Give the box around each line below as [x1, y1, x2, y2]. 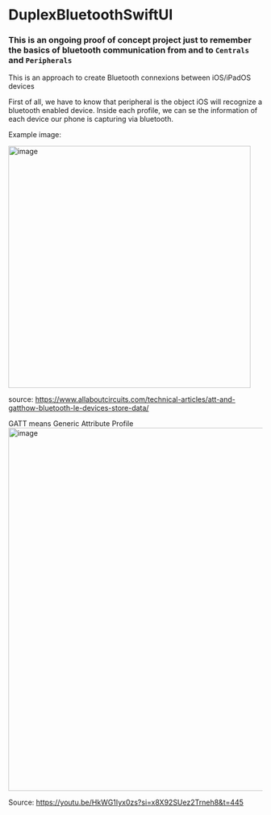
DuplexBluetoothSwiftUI [8, 6, 173, 24]
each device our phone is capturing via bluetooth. [8, 115, 174, 124]
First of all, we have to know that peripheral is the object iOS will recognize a [8, 97, 263, 107]
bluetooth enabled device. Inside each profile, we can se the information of [8, 106, 258, 115]
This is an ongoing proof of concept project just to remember [8, 35, 252, 46]
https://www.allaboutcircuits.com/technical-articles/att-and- [35, 395, 236, 404]
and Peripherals [8, 55, 73, 66]
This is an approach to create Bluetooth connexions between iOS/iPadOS [8, 73, 252, 82]
